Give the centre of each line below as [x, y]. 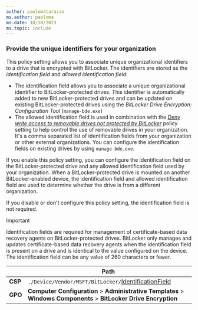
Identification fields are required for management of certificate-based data [97, 231]
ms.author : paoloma [30, 17]
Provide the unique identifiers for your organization [81, 49]
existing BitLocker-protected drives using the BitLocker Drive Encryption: [103, 105]
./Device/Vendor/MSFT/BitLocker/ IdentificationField [99, 281]
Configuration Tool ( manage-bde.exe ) [58, 110]
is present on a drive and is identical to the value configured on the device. [97, 250]
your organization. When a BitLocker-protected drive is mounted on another [98, 172]
